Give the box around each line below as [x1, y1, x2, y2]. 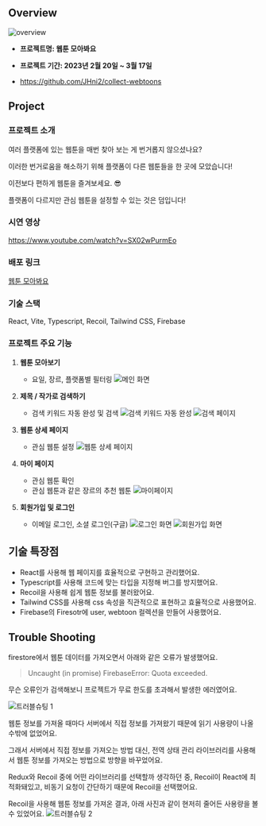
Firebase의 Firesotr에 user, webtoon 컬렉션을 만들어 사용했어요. [19, 607, 222, 616]
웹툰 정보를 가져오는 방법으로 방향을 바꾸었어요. [16, 755, 164, 765]
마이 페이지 [19, 458, 54, 468]
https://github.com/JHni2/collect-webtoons [19, 76, 162, 86]
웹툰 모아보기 [19, 357, 61, 367]
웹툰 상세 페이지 [19, 425, 69, 434]
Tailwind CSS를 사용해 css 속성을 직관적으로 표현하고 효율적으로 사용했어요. [19, 597, 256, 607]
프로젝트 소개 [8, 125, 56, 136]
